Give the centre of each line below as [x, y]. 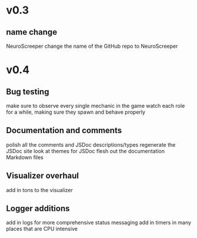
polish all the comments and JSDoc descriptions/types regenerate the [91, 144]
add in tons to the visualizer [40, 190]
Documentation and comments [64, 130]
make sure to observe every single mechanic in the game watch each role [96, 106]
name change [32, 32]
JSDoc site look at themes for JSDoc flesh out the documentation [86, 151]
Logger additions [38, 209]
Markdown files [25, 157]
